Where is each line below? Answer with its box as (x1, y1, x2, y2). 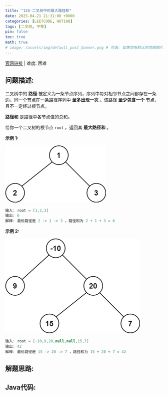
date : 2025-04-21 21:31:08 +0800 (5, 13, 75, 19)
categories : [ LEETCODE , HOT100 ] (5, 19, 72, 24)
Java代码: (5, 383, 36, 391)
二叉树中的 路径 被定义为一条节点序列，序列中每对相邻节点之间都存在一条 (5, 90, 156, 96)
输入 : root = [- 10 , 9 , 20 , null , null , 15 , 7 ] (5, 339, 89, 344)
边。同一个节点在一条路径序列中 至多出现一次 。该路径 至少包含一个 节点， (5, 97, 159, 103)
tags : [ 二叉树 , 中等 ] (5, 24, 46, 29)
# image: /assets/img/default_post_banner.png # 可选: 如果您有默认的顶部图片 (5, 45, 163, 50)
